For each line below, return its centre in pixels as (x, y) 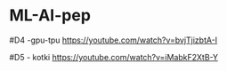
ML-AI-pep (50, 16)
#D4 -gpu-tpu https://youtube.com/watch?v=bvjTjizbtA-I (113, 40)
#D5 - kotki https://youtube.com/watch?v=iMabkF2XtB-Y (113, 57)
